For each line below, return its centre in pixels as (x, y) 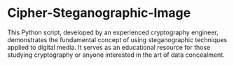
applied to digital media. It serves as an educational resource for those (109, 47)
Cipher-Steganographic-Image (99, 13)
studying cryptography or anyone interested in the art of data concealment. (116, 55)
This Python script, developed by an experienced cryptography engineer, (113, 32)
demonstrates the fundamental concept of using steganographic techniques (117, 39)
